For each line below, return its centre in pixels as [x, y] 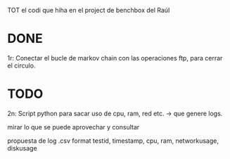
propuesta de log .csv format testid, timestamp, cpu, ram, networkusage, [113, 141]
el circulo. [22, 65]
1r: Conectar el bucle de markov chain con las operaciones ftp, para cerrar [115, 58]
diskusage [22, 148]
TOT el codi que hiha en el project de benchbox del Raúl [89, 10]
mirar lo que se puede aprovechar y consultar [74, 127]
